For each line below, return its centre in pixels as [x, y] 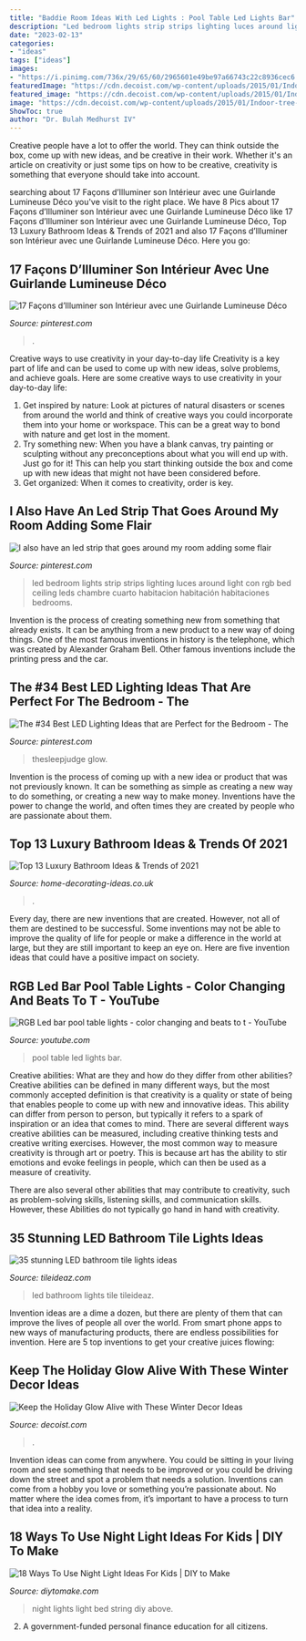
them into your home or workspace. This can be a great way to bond [151, 424]
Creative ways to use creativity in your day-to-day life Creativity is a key [145, 358]
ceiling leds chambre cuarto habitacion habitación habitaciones [151, 593]
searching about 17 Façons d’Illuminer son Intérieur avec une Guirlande [143, 192]
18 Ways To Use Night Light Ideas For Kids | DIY [147, 1537]
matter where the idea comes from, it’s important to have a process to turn [149, 1498]
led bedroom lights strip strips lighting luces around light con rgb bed [161, 583]
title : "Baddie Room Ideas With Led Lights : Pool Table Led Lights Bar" [153, 18]
